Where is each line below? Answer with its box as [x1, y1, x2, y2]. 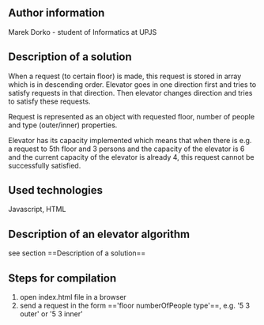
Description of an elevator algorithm [8, 227, 190, 240]
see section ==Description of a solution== [8, 248, 146, 258]
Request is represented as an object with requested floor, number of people [8, 111, 255, 121]
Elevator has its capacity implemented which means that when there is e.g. [8, 135, 252, 145]
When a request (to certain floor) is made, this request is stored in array [8, 71, 242, 81]
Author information [8, 6, 105, 20]
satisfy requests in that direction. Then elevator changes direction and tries [8, 88, 253, 97]
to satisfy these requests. [8, 96, 91, 106]
